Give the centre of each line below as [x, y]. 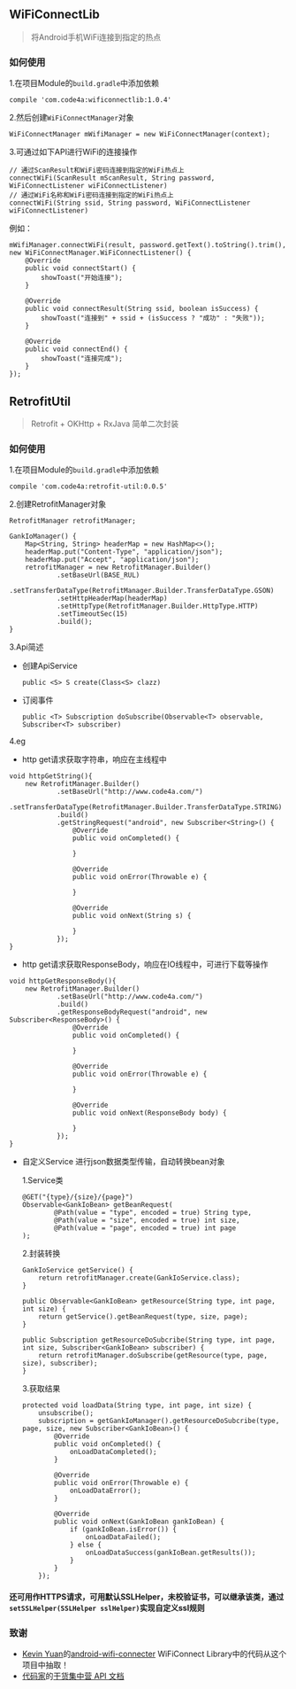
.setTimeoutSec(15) [92, 614]
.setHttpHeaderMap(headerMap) [112, 599]
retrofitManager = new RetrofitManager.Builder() [118, 568]
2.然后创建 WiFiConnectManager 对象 [72, 118]
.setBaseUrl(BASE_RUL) [98, 575]
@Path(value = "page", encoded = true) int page [145, 1228]
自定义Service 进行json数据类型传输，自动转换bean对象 [123, 1162]
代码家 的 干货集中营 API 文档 [73, 1676]
